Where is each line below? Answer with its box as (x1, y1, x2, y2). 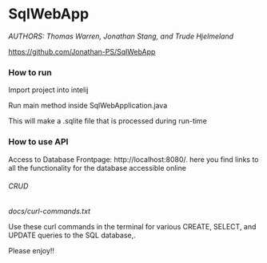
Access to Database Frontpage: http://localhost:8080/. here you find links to (8, 154, 259, 164)
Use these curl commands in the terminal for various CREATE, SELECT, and (8, 221, 257, 231)
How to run (8, 67, 52, 78)
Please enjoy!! (8, 245, 54, 255)
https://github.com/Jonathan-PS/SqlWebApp (8, 47, 156, 56)
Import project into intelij (8, 85, 89, 95)
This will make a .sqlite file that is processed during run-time (8, 116, 208, 126)
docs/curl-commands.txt (8, 206, 90, 216)
